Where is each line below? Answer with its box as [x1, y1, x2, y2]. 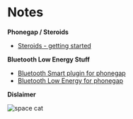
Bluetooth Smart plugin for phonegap [17, 69, 126, 77]
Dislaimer [7, 90, 37, 98]
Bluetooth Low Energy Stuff [7, 55, 91, 64]
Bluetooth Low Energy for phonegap [17, 76, 124, 85]
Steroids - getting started [17, 41, 92, 50]
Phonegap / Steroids [7, 28, 69, 36]
